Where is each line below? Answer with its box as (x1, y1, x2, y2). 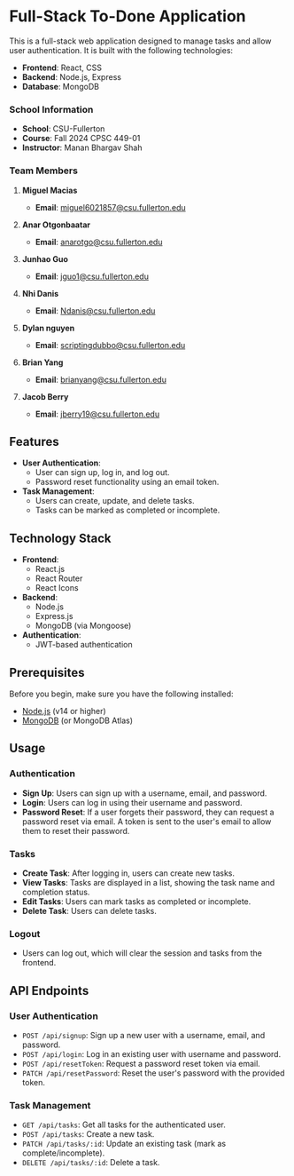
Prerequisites (9, 664, 85, 680)
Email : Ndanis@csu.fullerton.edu (35, 305, 156, 316)
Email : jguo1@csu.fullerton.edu (35, 271, 149, 282)
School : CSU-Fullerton (21, 123, 105, 134)
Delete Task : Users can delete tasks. (21, 905, 158, 916)
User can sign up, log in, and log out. (35, 467, 170, 478)
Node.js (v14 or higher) (21, 705, 106, 716)
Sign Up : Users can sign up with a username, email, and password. (21, 788, 267, 799)
